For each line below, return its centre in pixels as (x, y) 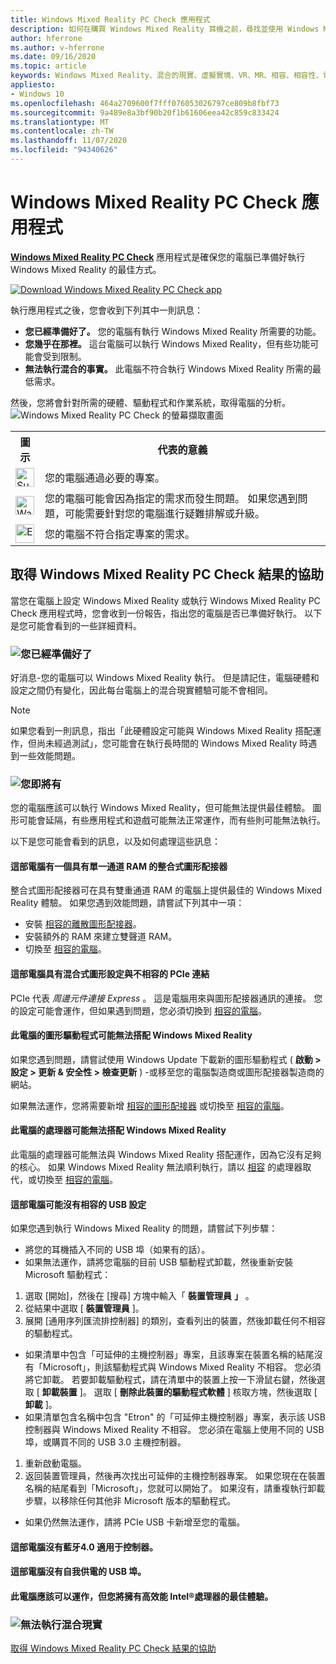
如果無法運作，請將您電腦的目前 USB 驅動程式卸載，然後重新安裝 (159, 1262)
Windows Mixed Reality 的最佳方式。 (86, 269)
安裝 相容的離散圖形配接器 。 (83, 924)
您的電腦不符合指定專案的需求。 (120, 534)
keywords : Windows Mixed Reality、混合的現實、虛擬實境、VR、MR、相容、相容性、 (167, 76)
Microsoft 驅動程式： (68, 1275)
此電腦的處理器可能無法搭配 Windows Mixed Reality (118, 1130)
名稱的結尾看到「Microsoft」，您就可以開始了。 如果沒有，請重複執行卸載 (175, 1488)
